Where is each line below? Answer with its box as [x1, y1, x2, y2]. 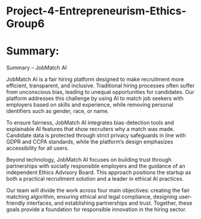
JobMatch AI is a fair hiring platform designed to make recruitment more [6, 76, 184, 83]
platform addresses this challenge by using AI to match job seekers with [6, 95, 184, 102]
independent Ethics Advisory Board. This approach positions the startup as [6, 169, 191, 176]
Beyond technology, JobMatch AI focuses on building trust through [6, 156, 172, 163]
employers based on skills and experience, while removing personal [6, 101, 173, 108]
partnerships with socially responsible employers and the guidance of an [6, 163, 185, 170]
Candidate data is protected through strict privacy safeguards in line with [6, 132, 187, 139]
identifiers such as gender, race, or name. [6, 108, 109, 115]
